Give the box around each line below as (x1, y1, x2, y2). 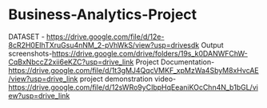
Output (201, 40, 224, 49)
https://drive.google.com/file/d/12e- (46, 32, 165, 41)
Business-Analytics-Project (8, 6, 197, 24)
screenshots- (8, 48, 53, 58)
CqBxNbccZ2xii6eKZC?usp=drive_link (8, 57, 134, 67)
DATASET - (8, 32, 46, 41)
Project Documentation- (135, 57, 215, 67)
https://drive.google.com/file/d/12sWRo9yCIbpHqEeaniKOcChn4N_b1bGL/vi (8, 82, 258, 92)
